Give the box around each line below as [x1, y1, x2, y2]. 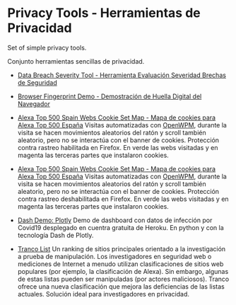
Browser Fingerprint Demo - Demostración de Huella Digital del [17, 92, 202, 100]
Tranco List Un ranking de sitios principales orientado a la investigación [17, 244, 226, 253]
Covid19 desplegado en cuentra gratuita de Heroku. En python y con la [17, 223, 224, 231]
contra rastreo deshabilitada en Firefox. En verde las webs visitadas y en [17, 195, 229, 203]
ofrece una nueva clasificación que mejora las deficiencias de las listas [17, 282, 225, 291]
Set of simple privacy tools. [7, 43, 87, 52]
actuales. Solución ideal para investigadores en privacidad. [17, 289, 189, 298]
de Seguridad [17, 78, 58, 86]
